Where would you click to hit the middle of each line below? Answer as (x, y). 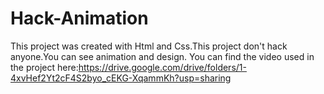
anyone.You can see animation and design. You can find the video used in (162, 56)
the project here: (44, 67)
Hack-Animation (79, 18)
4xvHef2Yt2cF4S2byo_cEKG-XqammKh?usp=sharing (121, 78)
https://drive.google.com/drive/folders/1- (162, 67)
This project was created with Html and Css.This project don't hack (149, 46)
